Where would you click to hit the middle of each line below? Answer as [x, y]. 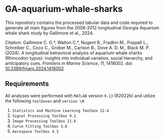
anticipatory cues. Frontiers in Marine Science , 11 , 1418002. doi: [69, 63]
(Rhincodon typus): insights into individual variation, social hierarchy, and [79, 58]
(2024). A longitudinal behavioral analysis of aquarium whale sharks [74, 53]
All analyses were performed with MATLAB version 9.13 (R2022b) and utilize [80, 95]
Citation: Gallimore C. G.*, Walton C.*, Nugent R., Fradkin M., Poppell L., [77, 42]
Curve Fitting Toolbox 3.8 [40, 126]
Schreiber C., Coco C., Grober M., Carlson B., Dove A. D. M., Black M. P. [78, 47]
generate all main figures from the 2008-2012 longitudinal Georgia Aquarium [82, 27]
